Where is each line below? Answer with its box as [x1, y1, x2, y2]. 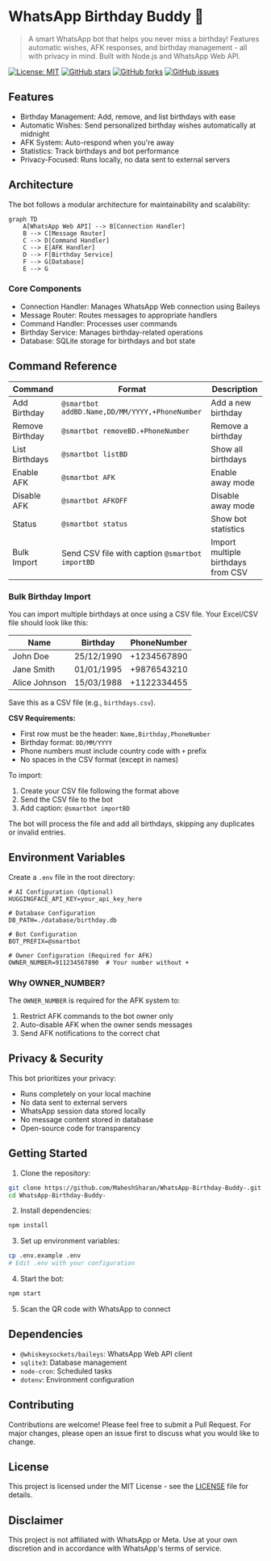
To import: [8, 770, 43, 780]
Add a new [211, 397, 252, 408]
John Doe [12, 650, 50, 662]
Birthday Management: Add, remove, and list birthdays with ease [19, 111, 236, 121]
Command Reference [8, 360, 118, 373]
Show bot [211, 513, 248, 524]
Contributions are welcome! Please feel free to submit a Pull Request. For [8, 1420, 252, 1429]
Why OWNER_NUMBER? [8, 977, 106, 988]
